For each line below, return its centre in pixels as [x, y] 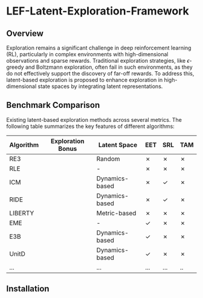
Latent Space [118, 145]
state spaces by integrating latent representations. [100, 86]
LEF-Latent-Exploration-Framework [98, 11]
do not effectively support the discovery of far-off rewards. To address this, [100, 73]
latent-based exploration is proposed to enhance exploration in [85, 80]
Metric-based [116, 213]
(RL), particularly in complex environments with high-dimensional [87, 54]
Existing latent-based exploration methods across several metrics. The [94, 119]
